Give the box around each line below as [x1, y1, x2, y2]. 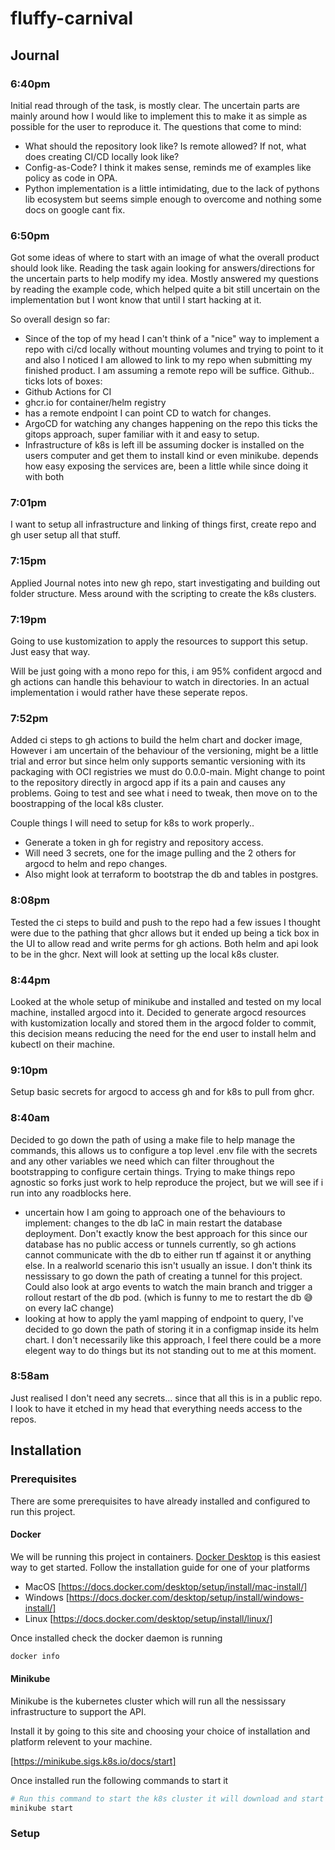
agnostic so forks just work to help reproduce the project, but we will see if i [10, 1176, 324, 1188]
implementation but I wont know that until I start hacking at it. [10, 294, 262, 306]
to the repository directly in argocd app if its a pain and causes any [10, 777, 286, 789]
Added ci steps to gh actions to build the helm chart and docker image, [10, 734, 303, 746]
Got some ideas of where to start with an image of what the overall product [10, 252, 320, 264]
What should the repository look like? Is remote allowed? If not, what [24, 140, 307, 152]
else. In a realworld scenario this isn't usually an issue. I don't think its [24, 1259, 313, 1271]
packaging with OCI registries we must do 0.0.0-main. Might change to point [10, 766, 326, 778]
